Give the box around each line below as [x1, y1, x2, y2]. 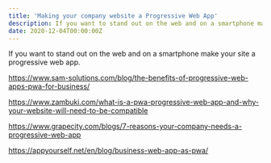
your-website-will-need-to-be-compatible [8, 106, 148, 115]
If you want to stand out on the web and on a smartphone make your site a [8, 49, 256, 59]
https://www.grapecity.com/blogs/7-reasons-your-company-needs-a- [8, 122, 243, 132]
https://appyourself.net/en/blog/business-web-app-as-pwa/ [8, 146, 209, 156]
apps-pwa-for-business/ [8, 81, 90, 91]
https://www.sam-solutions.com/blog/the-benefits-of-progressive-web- [8, 73, 248, 83]
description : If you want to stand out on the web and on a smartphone [8, 19, 254, 27]
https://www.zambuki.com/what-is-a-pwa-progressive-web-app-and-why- [8, 98, 260, 107]
